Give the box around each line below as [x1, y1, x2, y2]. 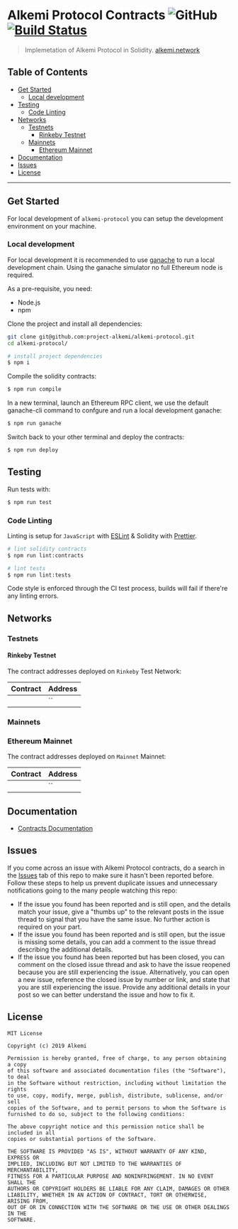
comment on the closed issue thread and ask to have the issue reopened [17, 960, 230, 968]
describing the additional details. [17, 945, 113, 954]
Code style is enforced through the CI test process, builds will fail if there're [7, 584, 228, 593]
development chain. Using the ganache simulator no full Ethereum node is [7, 263, 223, 271]
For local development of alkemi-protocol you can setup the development [7, 214, 224, 223]
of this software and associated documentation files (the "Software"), [7, 1067, 227, 1074]
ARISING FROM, [7, 1197, 50, 1205]
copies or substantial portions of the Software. [7, 1135, 157, 1142]
